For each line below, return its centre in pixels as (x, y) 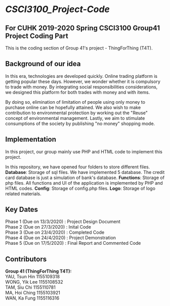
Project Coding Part (37, 36)
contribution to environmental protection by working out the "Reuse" (76, 113)
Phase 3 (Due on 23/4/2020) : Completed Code (55, 232)
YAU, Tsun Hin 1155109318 (32, 277)
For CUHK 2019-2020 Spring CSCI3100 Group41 (83, 28)
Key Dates (22, 210)
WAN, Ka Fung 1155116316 (32, 298)
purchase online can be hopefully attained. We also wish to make (73, 107)
